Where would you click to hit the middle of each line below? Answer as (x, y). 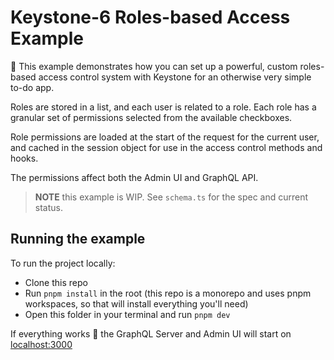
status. (48, 207)
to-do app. (32, 87)
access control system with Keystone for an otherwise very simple (175, 77)
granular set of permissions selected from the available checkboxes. (151, 117)
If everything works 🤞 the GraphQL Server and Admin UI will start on (151, 333)
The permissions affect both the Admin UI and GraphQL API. (134, 177)
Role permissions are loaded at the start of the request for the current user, (165, 137)
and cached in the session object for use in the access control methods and (166, 147)
